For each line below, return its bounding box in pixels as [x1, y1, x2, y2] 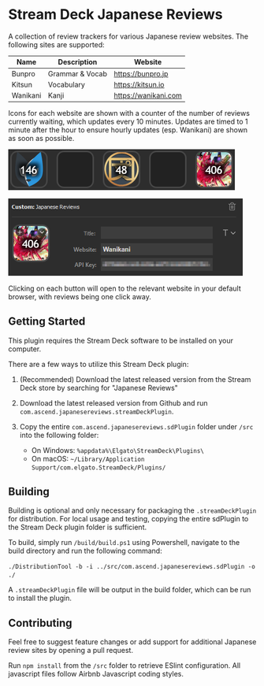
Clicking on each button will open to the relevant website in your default [8, 284, 242, 293]
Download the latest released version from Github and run [19, 398, 208, 407]
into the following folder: [19, 430, 99, 439]
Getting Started [8, 315, 86, 328]
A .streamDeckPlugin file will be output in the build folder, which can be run [8, 585, 251, 595]
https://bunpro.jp [113, 69, 169, 78]
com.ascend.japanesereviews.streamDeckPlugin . [19, 406, 174, 416]
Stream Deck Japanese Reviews [8, 6, 223, 24]
